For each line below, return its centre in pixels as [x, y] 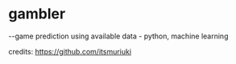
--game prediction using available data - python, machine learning [118, 36]
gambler [37, 14]
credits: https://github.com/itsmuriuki [70, 51]
